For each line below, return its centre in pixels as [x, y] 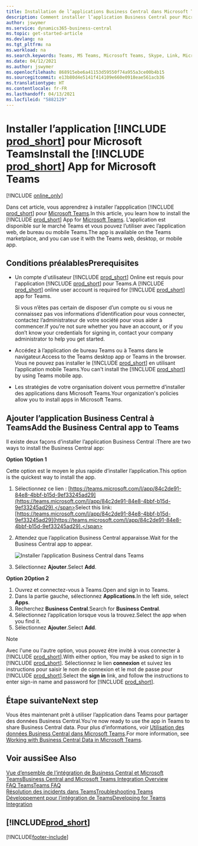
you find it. [28, 621]
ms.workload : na [26, 50]
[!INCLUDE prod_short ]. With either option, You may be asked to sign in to [95, 657]
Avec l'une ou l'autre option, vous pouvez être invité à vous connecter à [93, 650]
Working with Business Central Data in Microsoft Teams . [74, 740]
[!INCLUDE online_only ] [34, 195]
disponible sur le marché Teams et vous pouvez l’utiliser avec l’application [96, 226]
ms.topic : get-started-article [44, 34]
